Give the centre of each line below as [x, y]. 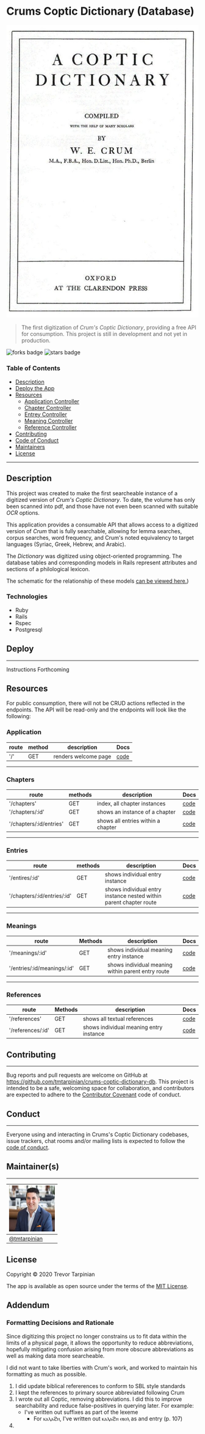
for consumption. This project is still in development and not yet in [104, 334]
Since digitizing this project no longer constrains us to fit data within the [97, 1336]
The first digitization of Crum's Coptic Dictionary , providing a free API [109, 328]
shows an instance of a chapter [136, 812]
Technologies [27, 597]
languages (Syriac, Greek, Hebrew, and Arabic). [66, 544]
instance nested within [133, 896]
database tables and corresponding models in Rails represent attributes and [102, 563]
